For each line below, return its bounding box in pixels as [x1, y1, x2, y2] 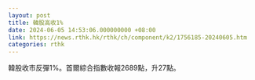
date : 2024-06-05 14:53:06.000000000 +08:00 [8, 26, 156, 34]
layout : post [8, 11, 51, 20]
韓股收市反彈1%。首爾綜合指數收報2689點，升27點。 [8, 64, 180, 73]
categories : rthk [8, 41, 65, 49]
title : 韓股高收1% [8, 19, 64, 27]
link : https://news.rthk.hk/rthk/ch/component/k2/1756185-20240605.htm [8, 33, 247, 42]
